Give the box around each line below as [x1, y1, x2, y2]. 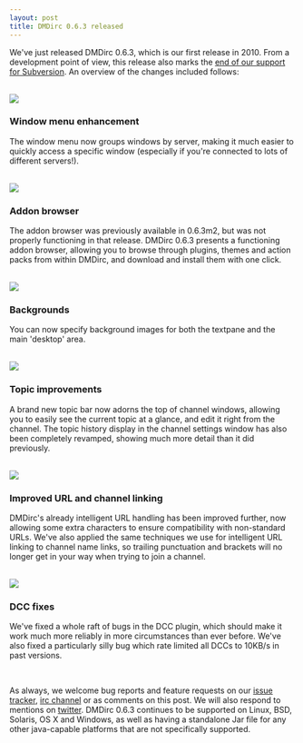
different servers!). [9, 155, 80, 166]
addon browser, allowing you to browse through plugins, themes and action [9, 244, 291, 255]
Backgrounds [9, 303, 70, 316]
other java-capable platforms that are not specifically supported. [9, 724, 251, 735]
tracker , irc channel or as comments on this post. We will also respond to [9, 695, 281, 706]
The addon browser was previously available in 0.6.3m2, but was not [9, 225, 267, 236]
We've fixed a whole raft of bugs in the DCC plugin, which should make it [9, 621, 283, 632]
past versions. [9, 650, 63, 661]
